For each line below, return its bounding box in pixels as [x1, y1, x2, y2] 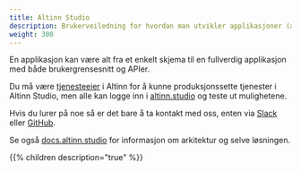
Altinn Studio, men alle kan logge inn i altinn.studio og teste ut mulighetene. [9, 90, 288, 101]
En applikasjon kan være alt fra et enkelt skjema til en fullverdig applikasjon [9, 55, 287, 65]
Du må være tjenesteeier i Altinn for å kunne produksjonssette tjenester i [9, 81, 277, 92]
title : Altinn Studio [9, 13, 90, 22]
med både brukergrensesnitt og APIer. [9, 64, 150, 74]
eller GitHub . [9, 117, 56, 128]
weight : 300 [9, 30, 54, 38]
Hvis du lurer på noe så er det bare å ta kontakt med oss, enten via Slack [9, 108, 278, 119]
